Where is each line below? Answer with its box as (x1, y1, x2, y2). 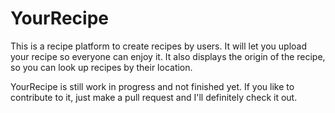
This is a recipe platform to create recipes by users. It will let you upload (10, 40, 307, 52)
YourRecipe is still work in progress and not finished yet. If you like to (10, 80, 295, 92)
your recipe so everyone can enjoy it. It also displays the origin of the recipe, (10, 50, 326, 62)
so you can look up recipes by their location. (10, 61, 193, 73)
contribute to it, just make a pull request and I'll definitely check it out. (10, 91, 298, 103)
